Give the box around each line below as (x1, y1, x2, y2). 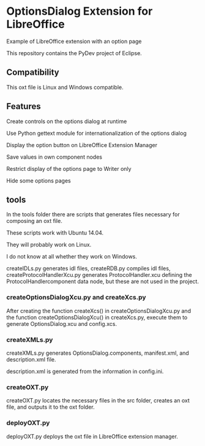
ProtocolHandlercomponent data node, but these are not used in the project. (6, 278, 199, 285)
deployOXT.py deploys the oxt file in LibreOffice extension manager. (6, 433, 179, 440)
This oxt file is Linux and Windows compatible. (6, 83, 124, 91)
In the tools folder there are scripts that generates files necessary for (6, 211, 180, 218)
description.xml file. (6, 355, 56, 363)
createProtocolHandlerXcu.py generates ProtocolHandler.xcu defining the (6, 271, 192, 279)
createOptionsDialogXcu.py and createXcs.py (6, 293, 146, 301)
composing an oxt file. (6, 217, 62, 225)
